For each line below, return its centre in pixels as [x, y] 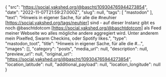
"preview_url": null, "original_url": [39, 54]
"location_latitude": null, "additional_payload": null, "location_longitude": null [83, 64]
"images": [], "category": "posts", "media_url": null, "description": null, [77, 49]
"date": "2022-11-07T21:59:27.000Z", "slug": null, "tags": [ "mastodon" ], [79, 12]
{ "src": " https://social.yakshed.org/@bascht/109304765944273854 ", [76, 7]
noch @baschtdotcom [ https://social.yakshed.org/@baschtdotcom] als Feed [83, 28]
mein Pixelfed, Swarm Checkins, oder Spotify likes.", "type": [66, 38]
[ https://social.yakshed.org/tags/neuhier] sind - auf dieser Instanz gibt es [80, 23]
